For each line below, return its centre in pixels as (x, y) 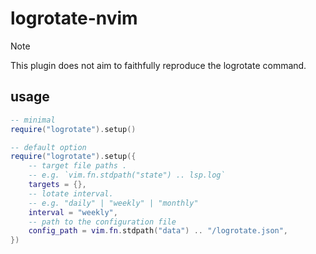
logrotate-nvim (74, 18)
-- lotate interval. (71, 193)
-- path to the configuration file (102, 222)
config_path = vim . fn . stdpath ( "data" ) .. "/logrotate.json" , (158, 231)
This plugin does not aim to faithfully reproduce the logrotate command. (158, 65)
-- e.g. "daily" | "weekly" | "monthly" (113, 203)
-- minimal (33, 120)
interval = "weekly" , (73, 212)
